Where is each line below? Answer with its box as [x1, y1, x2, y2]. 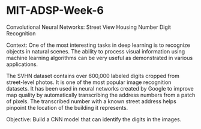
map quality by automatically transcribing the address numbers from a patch [6, 91, 196, 98]
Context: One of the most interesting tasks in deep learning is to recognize [6, 41, 190, 49]
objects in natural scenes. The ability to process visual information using [6, 47, 185, 55]
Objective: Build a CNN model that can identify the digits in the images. [6, 115, 182, 123]
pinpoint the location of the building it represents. [6, 104, 128, 111]
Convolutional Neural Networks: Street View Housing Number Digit [6, 23, 171, 31]
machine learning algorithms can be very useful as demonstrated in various [6, 54, 193, 61]
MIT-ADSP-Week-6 [6, 4, 104, 17]
